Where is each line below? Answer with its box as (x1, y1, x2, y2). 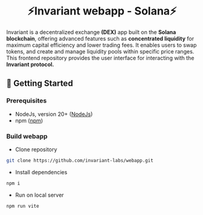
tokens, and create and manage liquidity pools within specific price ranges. (6, 47, 194, 55)
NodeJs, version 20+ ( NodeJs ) (15, 110, 93, 118)
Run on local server (15, 191, 64, 199)
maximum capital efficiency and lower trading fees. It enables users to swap (6, 41, 197, 49)
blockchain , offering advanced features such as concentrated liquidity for (6, 35, 194, 42)
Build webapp (6, 132, 48, 140)
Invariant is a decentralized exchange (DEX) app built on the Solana (6, 28, 176, 36)
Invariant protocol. (6, 61, 55, 68)
